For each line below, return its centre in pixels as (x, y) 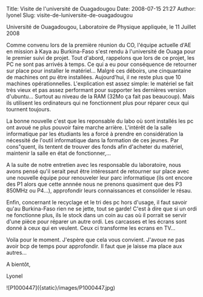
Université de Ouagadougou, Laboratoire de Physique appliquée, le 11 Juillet (101, 27)
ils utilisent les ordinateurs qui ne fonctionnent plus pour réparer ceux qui (98, 103)
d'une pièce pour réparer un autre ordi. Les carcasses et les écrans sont (96, 221)
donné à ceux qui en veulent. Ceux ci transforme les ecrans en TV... (91, 228)
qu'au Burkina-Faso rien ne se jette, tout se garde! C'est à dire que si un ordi (101, 209)
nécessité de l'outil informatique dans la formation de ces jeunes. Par (93, 140)
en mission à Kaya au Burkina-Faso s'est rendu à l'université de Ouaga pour (101, 51)
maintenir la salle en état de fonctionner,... (58, 153)
